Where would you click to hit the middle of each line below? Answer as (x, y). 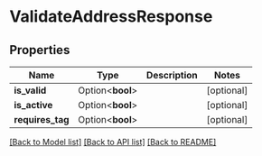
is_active (33, 105)
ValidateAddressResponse (111, 17)
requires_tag (42, 119)
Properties (40, 50)
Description (172, 75)
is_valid (30, 90)
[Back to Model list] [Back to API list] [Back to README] (113, 142)
